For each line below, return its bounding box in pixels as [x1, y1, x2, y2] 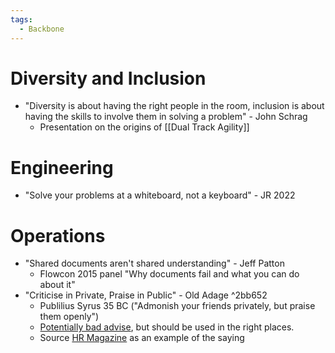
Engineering [10, 156, 114, 179]
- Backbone [19, 24, 65, 34]
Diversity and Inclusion [10, 67, 207, 90]
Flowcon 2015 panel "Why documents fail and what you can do [39, 268, 300, 280]
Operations [10, 224, 106, 247]
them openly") [39, 311, 100, 323]
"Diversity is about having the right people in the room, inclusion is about [24, 100, 325, 112]
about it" [39, 279, 76, 291]
